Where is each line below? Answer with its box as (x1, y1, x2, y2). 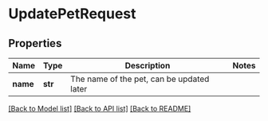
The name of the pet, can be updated (70, 73, 210, 84)
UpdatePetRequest (8, 5, 137, 23)
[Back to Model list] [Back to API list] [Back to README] (8, 104, 191, 113)
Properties (8, 37, 62, 50)
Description (124, 60, 171, 71)
